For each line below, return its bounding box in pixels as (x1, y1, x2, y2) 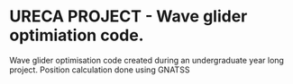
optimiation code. (9, 25, 144, 46)
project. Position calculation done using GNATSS (9, 64, 190, 75)
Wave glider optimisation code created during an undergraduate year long (9, 55, 284, 65)
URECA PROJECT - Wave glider (9, 6, 248, 27)
